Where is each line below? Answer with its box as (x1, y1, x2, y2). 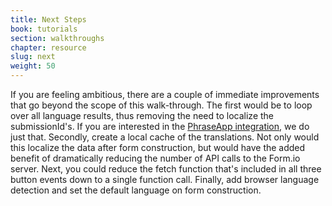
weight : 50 (10, 61, 56, 71)
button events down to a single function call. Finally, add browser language (10, 174, 320, 185)
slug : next (10, 52, 56, 62)
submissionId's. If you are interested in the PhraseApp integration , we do (10, 121, 310, 132)
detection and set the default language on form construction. (10, 184, 262, 196)
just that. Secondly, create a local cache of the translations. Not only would (10, 131, 320, 143)
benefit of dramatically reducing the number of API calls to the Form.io (10, 152, 301, 164)
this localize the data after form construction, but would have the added (10, 142, 306, 153)
